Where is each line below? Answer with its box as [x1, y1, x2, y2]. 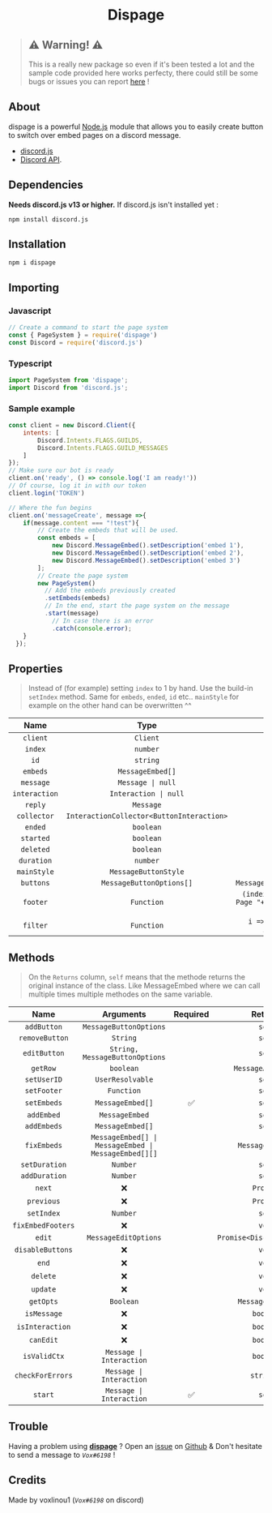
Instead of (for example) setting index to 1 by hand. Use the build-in [28, 684, 253, 693]
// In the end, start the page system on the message [44, 602, 230, 610]
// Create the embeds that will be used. [37, 526, 180, 534]
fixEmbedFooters [12, 1221, 75, 1230]
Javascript [8, 305, 52, 316]
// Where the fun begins [8, 504, 92, 512]
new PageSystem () [37, 579, 96, 587]
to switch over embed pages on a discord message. [8, 130, 181, 139]
